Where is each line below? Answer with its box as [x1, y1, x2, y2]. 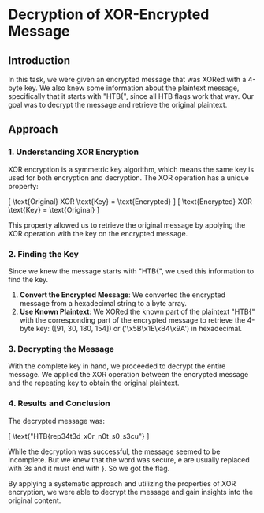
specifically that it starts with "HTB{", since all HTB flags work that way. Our [8, 92, 255, 100]
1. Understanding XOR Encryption [8, 146, 139, 157]
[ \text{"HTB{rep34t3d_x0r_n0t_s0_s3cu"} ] [8, 431, 150, 440]
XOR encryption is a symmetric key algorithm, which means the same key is [8, 164, 255, 174]
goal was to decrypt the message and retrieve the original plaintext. [8, 100, 228, 109]
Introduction [8, 54, 71, 67]
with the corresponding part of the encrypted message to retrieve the [19, 315, 246, 325]
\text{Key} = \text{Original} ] [8, 205, 100, 214]
